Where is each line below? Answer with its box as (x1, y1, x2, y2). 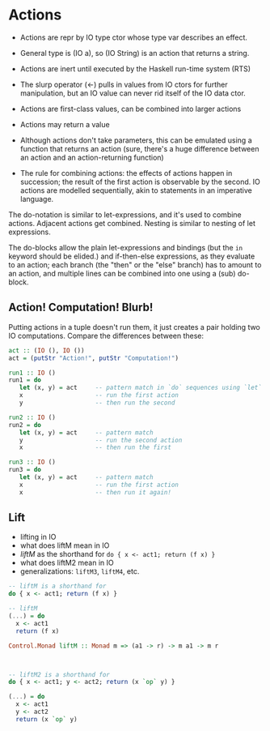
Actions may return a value (19, 119, 111, 129)
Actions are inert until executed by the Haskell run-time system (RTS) (19, 63, 251, 74)
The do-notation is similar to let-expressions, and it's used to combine (8, 209, 243, 220)
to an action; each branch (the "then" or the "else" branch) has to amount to (8, 259, 262, 269)
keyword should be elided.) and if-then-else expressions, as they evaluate (8, 251, 255, 261)
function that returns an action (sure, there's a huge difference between (19, 143, 259, 153)
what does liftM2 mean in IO (19, 558, 115, 568)
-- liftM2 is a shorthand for (8, 670, 111, 678)
